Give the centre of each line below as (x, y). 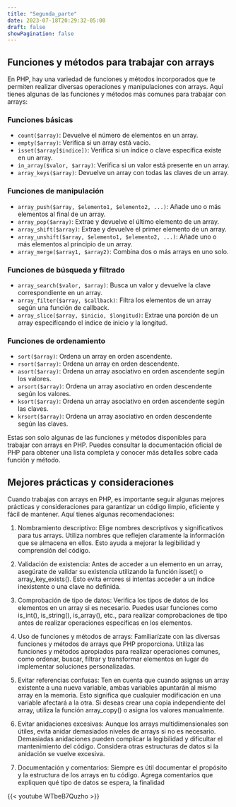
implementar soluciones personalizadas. (76, 666)
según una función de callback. (63, 307)
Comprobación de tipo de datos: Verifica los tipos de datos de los (113, 600)
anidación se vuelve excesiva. (61, 754)
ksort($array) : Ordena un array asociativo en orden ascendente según (121, 401)
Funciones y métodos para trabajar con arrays (111, 62)
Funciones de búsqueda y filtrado (66, 270)
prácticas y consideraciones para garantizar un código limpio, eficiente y (114, 507)
